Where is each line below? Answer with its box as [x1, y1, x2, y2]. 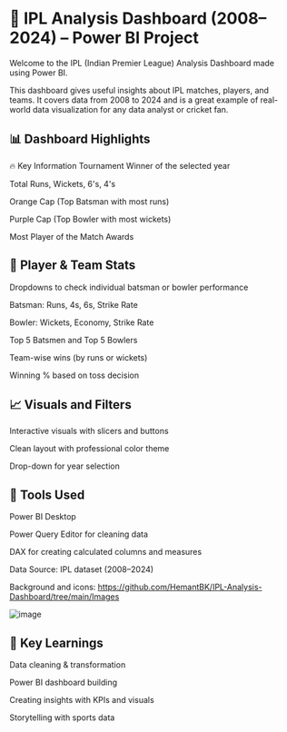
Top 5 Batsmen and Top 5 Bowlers [9, 334, 138, 345]
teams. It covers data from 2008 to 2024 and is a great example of [9, 94, 259, 105]
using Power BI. [9, 67, 68, 78]
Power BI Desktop [9, 511, 77, 522]
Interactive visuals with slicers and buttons [9, 426, 170, 437]
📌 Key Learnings [9, 635, 104, 650]
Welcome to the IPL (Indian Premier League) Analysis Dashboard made [9, 57, 275, 68]
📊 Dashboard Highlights [9, 132, 151, 147]
